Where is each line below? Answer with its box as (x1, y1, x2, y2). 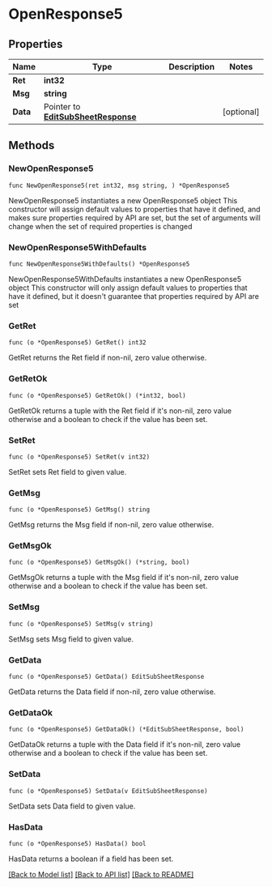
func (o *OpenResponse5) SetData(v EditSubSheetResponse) (8, 787, 208, 795)
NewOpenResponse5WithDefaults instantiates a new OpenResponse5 (8, 274, 241, 284)
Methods (8, 139, 55, 152)
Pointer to (43, 101, 81, 112)
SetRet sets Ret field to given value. (8, 467, 127, 476)
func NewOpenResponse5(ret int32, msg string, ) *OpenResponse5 (8, 181, 230, 190)
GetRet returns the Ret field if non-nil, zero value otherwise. (8, 353, 207, 363)
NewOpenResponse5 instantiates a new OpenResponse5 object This (8, 195, 238, 205)
